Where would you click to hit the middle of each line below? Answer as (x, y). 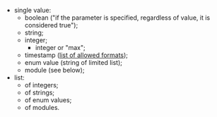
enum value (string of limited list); (73, 62)
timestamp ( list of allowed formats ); (76, 55)
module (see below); (54, 70)
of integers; (41, 85)
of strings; (40, 92)
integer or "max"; (60, 48)
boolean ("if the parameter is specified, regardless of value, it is (117, 18)
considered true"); (51, 25)
